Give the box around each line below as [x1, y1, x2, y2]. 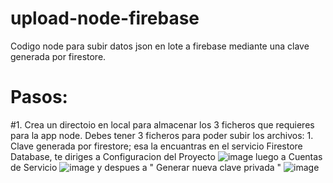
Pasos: [10, 86, 68, 109]
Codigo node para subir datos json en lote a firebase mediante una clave [10, 40, 310, 52]
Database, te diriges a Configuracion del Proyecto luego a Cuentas [10, 150, 323, 162]
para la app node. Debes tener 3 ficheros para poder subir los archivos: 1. [10, 129, 314, 141]
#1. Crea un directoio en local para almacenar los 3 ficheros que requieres [10, 118, 315, 131]
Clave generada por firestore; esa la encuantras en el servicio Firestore [10, 140, 303, 152]
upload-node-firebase [10, 7, 200, 30]
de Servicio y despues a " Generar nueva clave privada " [10, 161, 282, 173]
